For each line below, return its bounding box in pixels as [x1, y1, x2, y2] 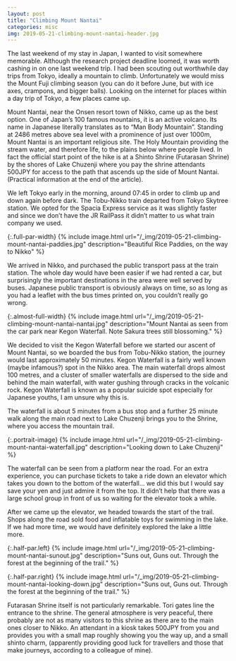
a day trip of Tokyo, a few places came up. [7, 94, 131, 103]
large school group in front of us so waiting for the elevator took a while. [7, 494, 217, 502]
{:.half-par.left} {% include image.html [7, 544, 118, 552]
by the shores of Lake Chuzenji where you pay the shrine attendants [7, 160, 206, 169]
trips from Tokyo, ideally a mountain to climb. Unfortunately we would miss [7, 72, 225, 80]
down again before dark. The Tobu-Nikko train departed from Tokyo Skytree [7, 197, 229, 205]
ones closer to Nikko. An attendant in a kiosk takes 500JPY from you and [7, 624, 220, 632]
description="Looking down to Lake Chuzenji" [89, 443, 223, 452]
